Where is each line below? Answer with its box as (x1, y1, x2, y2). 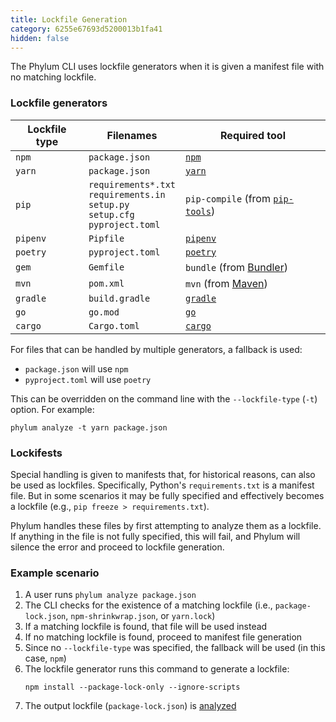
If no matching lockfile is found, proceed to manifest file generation (24, 631, 303, 643)
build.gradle (88, 292, 151, 304)
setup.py (88, 199, 130, 210)
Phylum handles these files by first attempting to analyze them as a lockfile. (10, 519, 322, 531)
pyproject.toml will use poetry (24, 373, 152, 385)
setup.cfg (88, 209, 135, 220)
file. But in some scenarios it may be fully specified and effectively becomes (10, 489, 325, 501)
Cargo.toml (88, 320, 140, 331)
